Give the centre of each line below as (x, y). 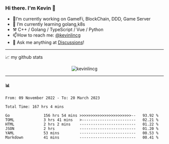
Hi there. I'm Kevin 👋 (30, 8)
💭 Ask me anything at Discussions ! (48, 43)
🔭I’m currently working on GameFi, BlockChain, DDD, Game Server (81, 19)
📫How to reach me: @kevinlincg (47, 35)
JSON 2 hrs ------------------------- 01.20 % (82, 128)
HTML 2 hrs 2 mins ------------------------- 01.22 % (82, 124)
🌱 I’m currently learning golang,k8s (49, 24)
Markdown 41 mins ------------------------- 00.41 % (82, 137)
